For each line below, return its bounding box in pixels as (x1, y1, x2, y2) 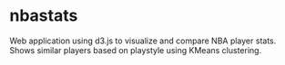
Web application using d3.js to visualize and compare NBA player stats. (9, 35, 277, 46)
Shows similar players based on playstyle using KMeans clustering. (9, 44, 262, 55)
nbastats (9, 5, 78, 26)
